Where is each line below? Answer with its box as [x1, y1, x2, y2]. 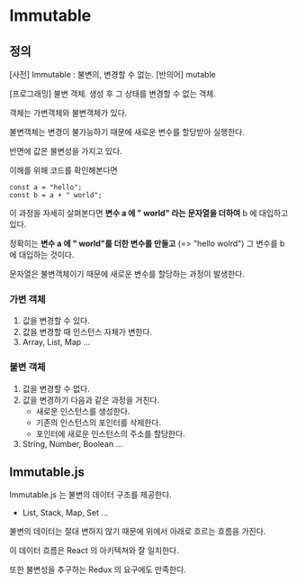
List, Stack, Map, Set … [22, 507, 109, 518]
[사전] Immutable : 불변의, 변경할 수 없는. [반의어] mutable [9, 69, 216, 79]
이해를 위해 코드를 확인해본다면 [9, 165, 119, 176]
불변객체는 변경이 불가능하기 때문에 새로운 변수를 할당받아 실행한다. [9, 127, 245, 137]
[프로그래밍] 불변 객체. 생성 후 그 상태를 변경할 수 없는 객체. [9, 88, 216, 99]
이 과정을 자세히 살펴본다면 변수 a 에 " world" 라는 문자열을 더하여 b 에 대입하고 [9, 208, 289, 218]
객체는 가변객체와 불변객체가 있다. [9, 107, 128, 118]
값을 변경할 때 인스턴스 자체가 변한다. [22, 326, 153, 338]
